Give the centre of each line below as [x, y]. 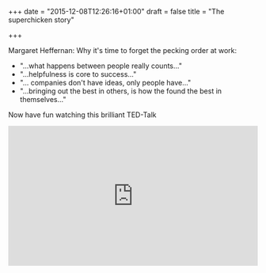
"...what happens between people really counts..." [101, 66]
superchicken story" [41, 20]
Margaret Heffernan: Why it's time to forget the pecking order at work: [123, 50]
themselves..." [43, 99]
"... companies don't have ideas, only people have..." [105, 83]
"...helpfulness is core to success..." [78, 74]
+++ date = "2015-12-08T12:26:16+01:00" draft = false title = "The [116, 11]
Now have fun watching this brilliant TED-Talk [82, 115]
